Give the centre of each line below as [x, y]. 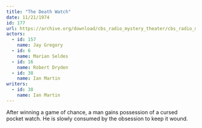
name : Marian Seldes [43, 56]
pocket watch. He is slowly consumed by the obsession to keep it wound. [97, 118]
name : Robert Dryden [43, 67]
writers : [17, 84]
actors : [16, 34]
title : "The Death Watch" [38, 12]
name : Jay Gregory [40, 45]
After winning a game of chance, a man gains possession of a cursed [92, 112]
